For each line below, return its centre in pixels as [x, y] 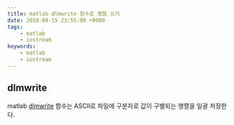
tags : [15, 27]
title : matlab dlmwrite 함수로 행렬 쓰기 [64, 14]
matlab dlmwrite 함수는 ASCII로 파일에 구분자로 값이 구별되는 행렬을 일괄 [108, 105]
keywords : [22, 46]
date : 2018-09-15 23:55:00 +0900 [56, 20]
